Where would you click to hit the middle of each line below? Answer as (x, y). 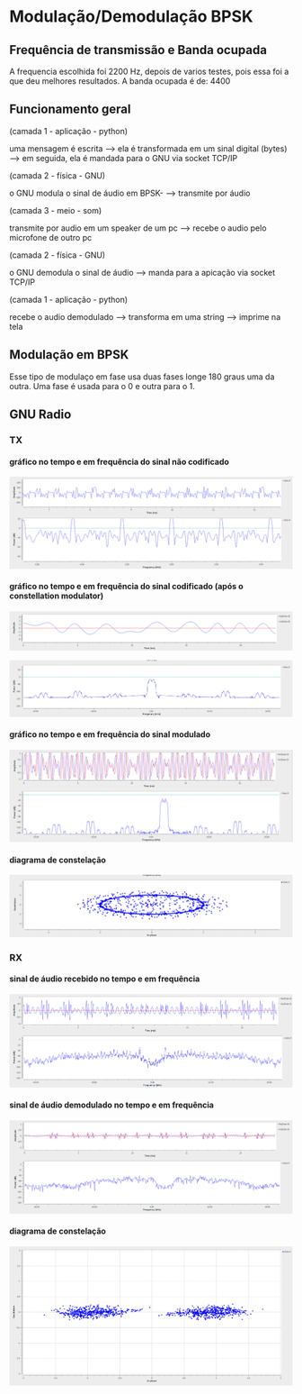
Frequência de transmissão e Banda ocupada (138, 50)
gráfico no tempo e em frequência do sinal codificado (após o (127, 587)
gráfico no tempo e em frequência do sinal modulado (110, 734)
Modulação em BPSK (69, 355)
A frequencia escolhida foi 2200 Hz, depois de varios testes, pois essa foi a (149, 71)
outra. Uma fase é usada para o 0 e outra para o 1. (102, 386)
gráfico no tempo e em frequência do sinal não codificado (119, 461)
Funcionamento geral (70, 109)
